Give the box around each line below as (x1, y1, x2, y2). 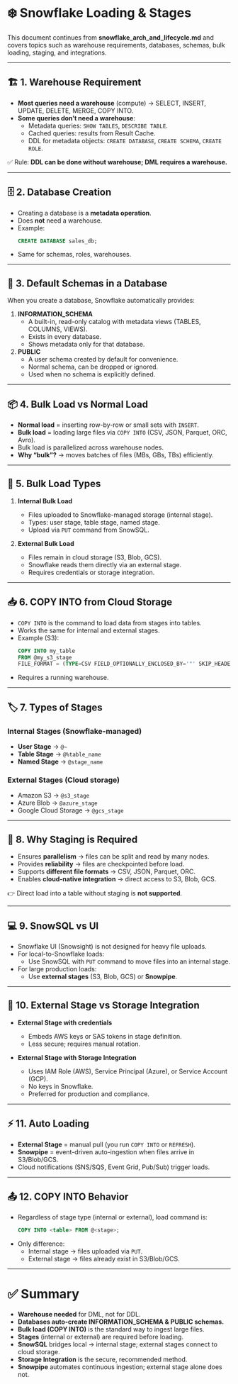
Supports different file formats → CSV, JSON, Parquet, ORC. (17, 867, 196, 876)
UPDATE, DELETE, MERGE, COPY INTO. (17, 106, 134, 115)
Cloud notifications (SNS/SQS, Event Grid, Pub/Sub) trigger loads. (17, 1163, 210, 1171)
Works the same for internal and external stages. (17, 626, 160, 635)
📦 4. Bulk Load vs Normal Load (7, 398, 149, 411)
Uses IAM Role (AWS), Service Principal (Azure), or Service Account (28, 1067, 228, 1076)
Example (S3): (17, 633, 59, 642)
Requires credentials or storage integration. (28, 568, 155, 576)
